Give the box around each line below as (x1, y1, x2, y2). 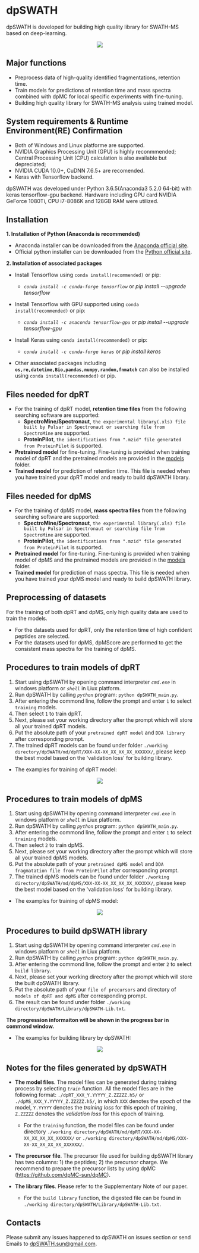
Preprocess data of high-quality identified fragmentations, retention (14, 74, 181, 81)
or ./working (75, 1134, 107, 1142)
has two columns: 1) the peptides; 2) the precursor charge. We (14, 1159, 168, 1166)
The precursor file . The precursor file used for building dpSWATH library (14, 1152, 194, 1160)
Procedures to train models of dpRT (6, 662, 141, 673)
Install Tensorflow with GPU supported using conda (14, 301, 140, 308)
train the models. (6, 615, 48, 622)
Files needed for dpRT (6, 389, 90, 400)
